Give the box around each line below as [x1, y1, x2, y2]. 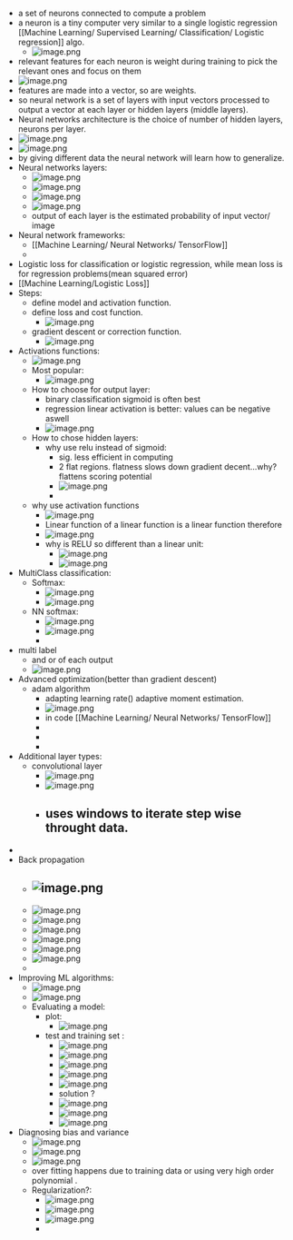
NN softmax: [31, 606, 79, 617]
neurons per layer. [17, 124, 86, 134]
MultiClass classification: [17, 568, 112, 578]
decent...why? [223, 461, 278, 471]
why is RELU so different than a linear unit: [44, 539, 204, 549]
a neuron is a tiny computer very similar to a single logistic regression [17, 17, 278, 28]
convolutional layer [31, 760, 103, 771]
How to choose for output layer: [31, 384, 151, 394]
